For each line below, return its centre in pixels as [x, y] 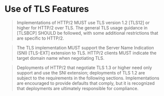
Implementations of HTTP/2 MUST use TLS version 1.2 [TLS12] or [83, 23]
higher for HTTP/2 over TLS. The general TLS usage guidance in [82, 27]
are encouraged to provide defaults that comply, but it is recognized [86, 83]
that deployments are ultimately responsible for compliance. [78, 88]
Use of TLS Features [47, 9]
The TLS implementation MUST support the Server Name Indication [85, 48]
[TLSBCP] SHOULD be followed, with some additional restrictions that [87, 33]
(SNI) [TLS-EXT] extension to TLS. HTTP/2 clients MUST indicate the [86, 53]
